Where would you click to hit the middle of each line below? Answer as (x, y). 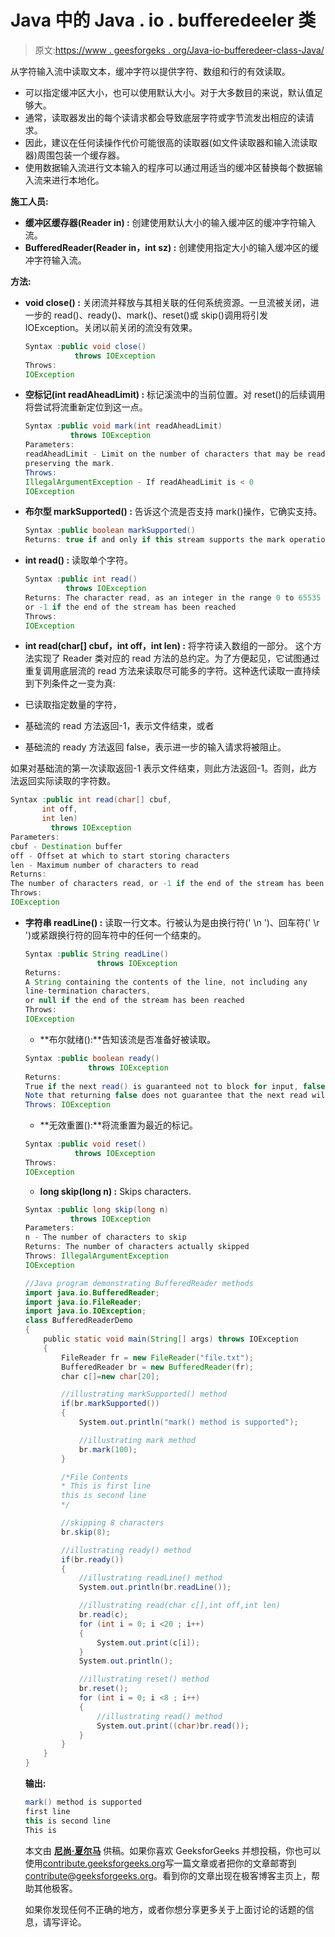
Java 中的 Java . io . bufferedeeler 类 (163, 20)
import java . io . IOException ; (85, 1311)
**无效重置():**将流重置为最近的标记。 (118, 1125)
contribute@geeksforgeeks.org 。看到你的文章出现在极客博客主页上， (168, 1875)
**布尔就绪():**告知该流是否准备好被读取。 (127, 1039)
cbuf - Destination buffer (66, 846)
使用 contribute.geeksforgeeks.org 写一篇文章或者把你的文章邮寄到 (160, 1863)
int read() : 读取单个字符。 (79, 560)
